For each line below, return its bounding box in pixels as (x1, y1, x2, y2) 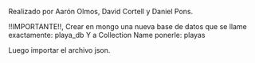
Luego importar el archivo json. (8, 46, 111, 54)
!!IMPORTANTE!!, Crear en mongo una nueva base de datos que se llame (8, 22, 247, 31)
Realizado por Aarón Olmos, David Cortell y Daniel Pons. (8, 7, 194, 16)
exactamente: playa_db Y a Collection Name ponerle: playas (8, 31, 206, 39)
